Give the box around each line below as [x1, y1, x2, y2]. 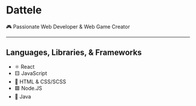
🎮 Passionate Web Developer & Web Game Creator [6, 23, 130, 30]
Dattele [6, 3, 42, 17]
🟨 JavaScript [14, 69, 47, 76]
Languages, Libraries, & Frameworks [6, 48, 142, 58]
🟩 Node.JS [14, 84, 43, 91]
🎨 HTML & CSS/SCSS [14, 78, 66, 85]
